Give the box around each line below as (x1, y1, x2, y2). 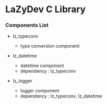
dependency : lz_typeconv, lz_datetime (20, 93, 102, 99)
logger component (20, 88, 60, 94)
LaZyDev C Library (5, 4, 86, 15)
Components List (5, 22, 49, 29)
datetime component (20, 62, 64, 69)
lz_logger (12, 78, 33, 84)
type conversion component (20, 43, 80, 49)
